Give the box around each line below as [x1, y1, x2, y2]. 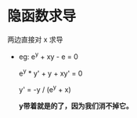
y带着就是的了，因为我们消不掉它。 [18, 101, 134, 110]
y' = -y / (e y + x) [18, 83, 71, 94]
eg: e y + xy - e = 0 [18, 50, 79, 61]
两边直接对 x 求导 [7, 35, 63, 44]
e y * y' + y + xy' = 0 [18, 67, 83, 78]
